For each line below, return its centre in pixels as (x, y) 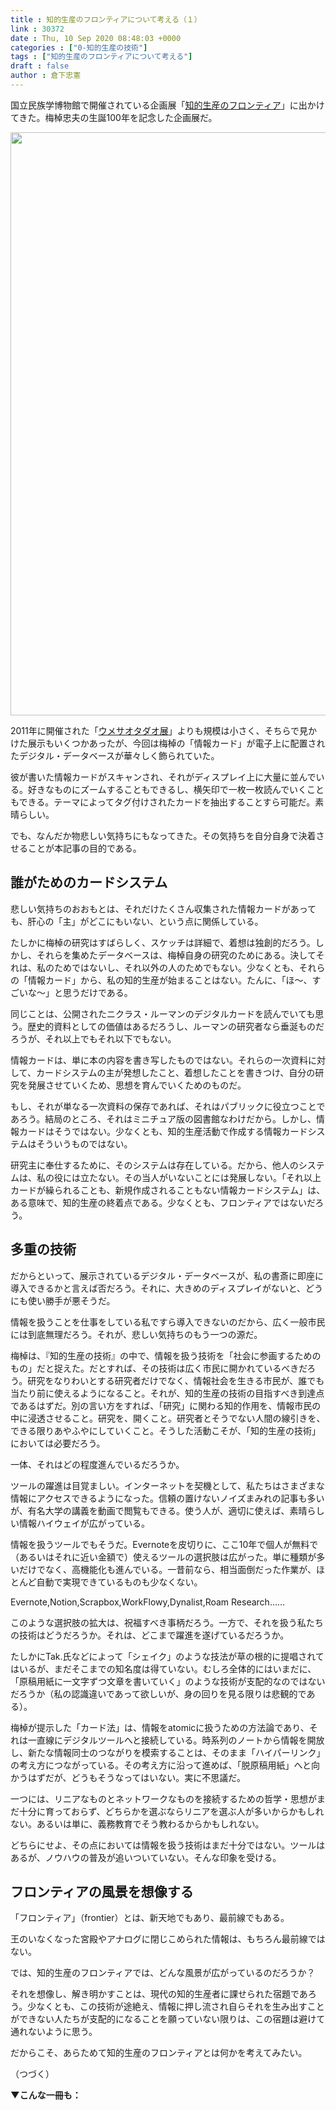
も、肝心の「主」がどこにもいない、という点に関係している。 (137, 921)
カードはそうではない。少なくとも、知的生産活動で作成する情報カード (163, 1131)
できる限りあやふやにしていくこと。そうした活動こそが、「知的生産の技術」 (166, 1430)
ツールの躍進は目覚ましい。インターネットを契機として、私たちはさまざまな (167, 1485)
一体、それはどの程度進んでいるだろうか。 (97, 1464)
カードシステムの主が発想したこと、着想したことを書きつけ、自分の (175, 1072)
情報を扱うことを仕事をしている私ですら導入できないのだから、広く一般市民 (168, 1322)
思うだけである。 (97, 992)
